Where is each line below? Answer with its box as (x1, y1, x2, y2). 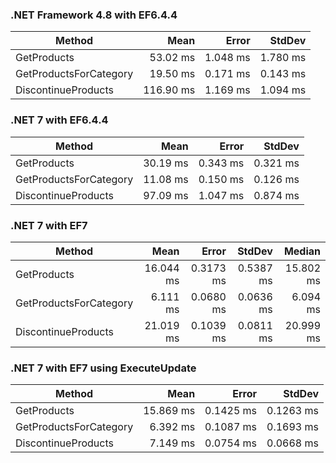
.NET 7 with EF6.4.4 (10, 113, 109, 127)
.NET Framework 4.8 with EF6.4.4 (10, 8, 178, 22)
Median (283, 244, 321, 258)
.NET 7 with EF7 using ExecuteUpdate (10, 361, 197, 375)
